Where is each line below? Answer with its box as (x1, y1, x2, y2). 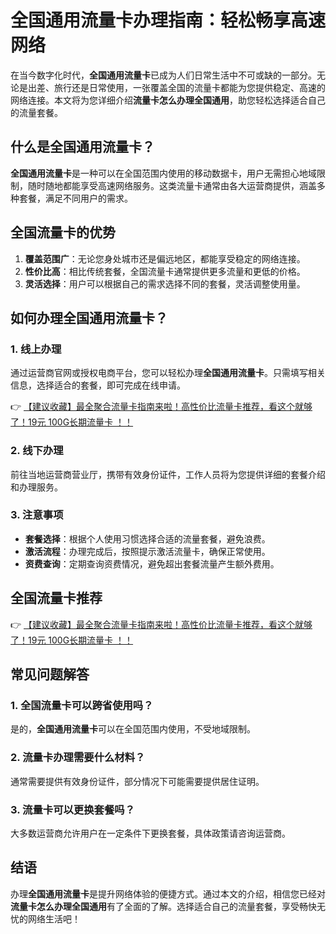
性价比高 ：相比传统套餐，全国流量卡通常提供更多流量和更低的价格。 (24, 265, 306, 277)
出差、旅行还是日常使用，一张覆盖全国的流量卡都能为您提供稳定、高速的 (27, 81, 326, 93)
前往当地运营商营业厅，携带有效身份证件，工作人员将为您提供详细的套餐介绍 (10, 468, 326, 480)
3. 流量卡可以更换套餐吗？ (10, 802, 136, 816)
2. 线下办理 (10, 444, 64, 458)
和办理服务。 (10, 481, 63, 493)
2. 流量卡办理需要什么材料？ (10, 751, 146, 765)
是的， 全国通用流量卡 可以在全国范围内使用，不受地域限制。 (10, 723, 256, 735)
